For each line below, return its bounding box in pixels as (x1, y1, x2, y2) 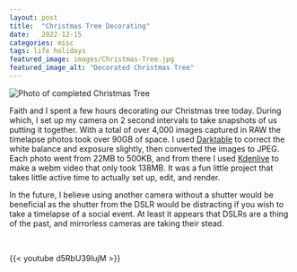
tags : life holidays (9, 47, 87, 56)
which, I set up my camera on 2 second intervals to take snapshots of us (9, 114, 278, 126)
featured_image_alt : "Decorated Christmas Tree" (9, 64, 195, 73)
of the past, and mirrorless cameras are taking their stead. (9, 217, 224, 229)
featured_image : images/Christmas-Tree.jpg (9, 55, 175, 64)
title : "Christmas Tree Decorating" (9, 22, 151, 31)
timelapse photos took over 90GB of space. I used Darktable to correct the (9, 134, 285, 145)
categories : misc (9, 38, 74, 48)
